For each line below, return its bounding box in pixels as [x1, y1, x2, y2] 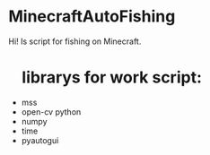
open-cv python [21, 106, 82, 117]
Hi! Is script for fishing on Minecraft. [8, 36, 142, 47]
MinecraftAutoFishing [8, 6, 176, 27]
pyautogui [21, 134, 59, 145]
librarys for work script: [21, 67, 203, 88]
